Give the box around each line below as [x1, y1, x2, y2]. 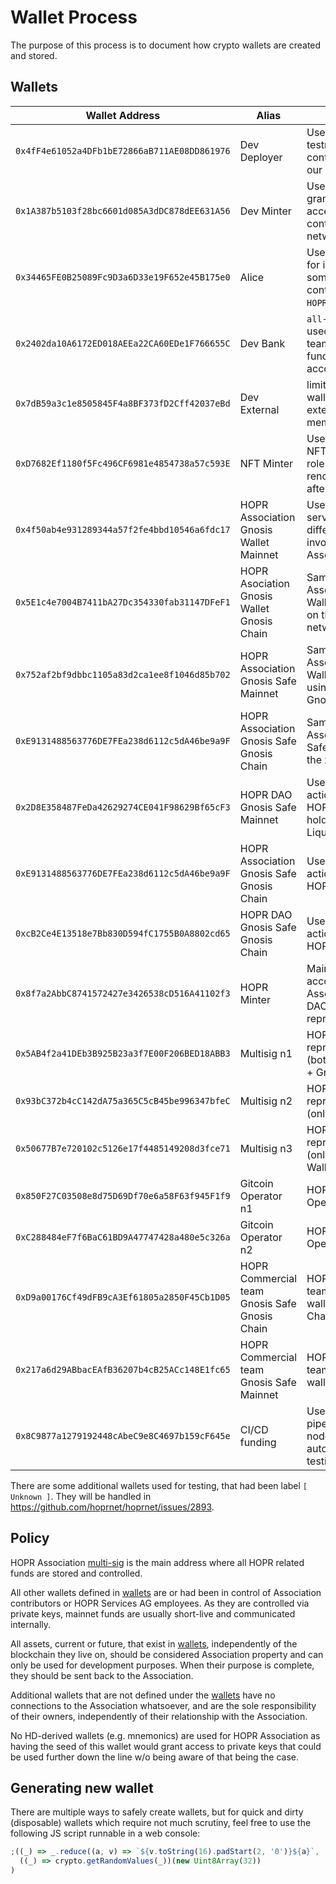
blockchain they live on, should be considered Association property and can [10, 1648, 324, 1660]
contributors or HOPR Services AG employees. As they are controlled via [10, 1597, 310, 1609]
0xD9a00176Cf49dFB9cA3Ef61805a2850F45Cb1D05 [15, 1291, 231, 1303]
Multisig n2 [239, 1094, 293, 1108]
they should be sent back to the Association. [10, 1669, 194, 1681]
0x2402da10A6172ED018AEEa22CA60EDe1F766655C [15, 337, 231, 349]
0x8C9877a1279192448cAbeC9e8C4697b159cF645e [15, 1430, 231, 1441]
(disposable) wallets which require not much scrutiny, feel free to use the [10, 1817, 312, 1829]
